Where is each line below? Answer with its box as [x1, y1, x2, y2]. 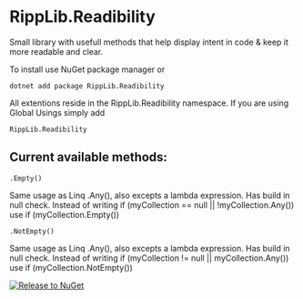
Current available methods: [9, 149, 168, 165]
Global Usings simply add [9, 107, 106, 118]
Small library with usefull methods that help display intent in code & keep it [9, 36, 289, 47]
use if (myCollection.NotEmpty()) [9, 262, 134, 273]
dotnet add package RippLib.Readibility [9, 81, 166, 90]
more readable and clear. [9, 46, 104, 57]
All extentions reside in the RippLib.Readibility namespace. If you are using [9, 98, 289, 108]
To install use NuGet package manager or [9, 64, 166, 75]
